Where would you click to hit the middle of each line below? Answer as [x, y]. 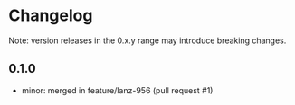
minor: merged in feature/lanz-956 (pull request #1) [117, 90]
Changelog [51, 16]
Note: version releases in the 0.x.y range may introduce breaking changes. [147, 40]
